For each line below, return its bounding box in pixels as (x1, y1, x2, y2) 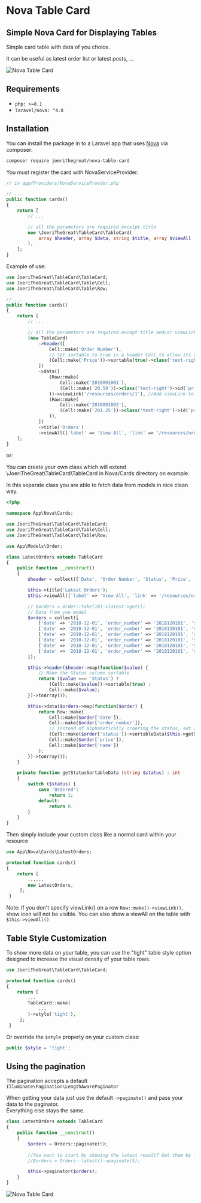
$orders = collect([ (28, 614, 79, 621)
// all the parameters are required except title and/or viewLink (28, 329, 197, 335)
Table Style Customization (6, 933, 106, 943)
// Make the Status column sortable (38, 670, 130, 676)
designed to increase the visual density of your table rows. (6, 955, 151, 962)
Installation (6, 124, 49, 134)
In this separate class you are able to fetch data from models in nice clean (6, 481, 188, 489)
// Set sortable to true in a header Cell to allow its (48, 352, 191, 358)
